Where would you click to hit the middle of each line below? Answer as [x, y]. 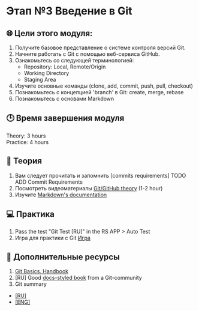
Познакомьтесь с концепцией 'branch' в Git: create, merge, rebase [99, 92]
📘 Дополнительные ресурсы [63, 257]
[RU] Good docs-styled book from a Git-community [78, 278]
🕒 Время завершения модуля [65, 118]
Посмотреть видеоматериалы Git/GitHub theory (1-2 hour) [89, 188]
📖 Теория [24, 161]
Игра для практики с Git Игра [53, 238]
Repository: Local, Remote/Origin [65, 67]
